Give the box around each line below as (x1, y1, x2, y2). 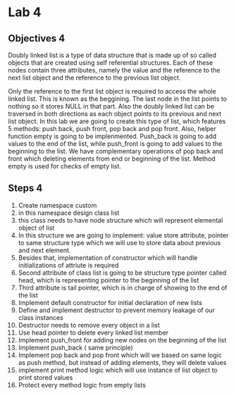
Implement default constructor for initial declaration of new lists (18, 298, 203, 307)
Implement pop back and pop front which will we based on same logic (18, 350, 223, 359)
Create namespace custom (18, 201, 97, 209)
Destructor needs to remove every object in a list (18, 321, 161, 329)
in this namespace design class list (18, 209, 120, 217)
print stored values (18, 373, 73, 381)
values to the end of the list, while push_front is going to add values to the (8, 140, 223, 148)
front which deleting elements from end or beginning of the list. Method (8, 154, 216, 163)
